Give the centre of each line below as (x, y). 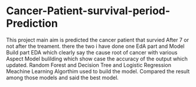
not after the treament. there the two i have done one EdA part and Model (95, 46)
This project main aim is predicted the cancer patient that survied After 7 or (97, 40)
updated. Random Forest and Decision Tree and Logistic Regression (89, 65)
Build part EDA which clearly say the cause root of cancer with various (92, 52)
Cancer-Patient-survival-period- (88, 11)
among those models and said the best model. (63, 78)
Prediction (32, 23)
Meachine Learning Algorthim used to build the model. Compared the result (98, 71)
